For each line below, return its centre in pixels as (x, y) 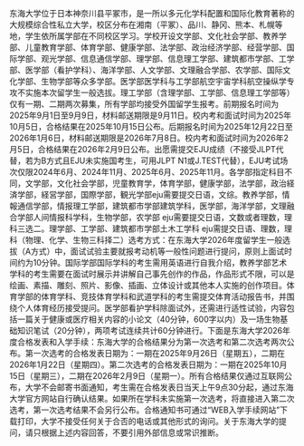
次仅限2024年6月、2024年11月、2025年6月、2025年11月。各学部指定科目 (147, 172)
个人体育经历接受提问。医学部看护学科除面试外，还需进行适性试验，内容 (152, 308)
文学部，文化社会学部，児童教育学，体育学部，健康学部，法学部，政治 (156, 183)
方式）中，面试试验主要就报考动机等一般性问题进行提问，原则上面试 (157, 251)
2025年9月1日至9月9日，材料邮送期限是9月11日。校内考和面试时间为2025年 (151, 115)
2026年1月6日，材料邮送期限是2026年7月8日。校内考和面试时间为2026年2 (149, 138)
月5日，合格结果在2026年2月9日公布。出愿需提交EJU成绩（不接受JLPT (142, 149)
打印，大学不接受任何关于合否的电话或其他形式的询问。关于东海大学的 (147, 421)
